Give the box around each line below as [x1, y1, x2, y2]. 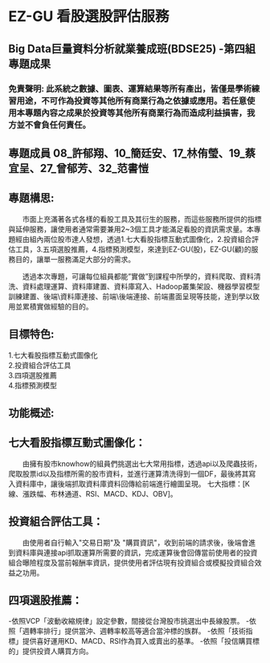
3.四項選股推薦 [8, 370, 58, 380]
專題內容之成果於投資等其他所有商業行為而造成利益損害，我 [24, 107, 256, 118]
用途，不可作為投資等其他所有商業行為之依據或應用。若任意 [16, 95, 247, 106]
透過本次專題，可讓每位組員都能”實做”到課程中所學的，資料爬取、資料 [22, 271, 255, 281]
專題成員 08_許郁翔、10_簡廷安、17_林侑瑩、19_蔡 [8, 146, 256, 160]
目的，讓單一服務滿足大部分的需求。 [14, 254, 135, 264]
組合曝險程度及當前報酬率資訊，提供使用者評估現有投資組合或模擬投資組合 [8, 558, 255, 567]
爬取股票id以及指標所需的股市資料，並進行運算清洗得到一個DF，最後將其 [8, 469, 249, 478]
